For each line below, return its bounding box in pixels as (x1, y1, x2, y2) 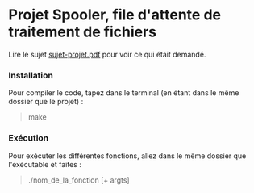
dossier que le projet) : (8, 97, 84, 107)
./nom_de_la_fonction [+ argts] (27, 175, 131, 185)
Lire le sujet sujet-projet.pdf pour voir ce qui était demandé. (8, 49, 206, 59)
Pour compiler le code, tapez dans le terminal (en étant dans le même (8, 88, 239, 98)
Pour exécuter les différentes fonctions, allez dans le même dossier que (8, 151, 247, 161)
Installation (8, 69, 54, 81)
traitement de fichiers (8, 23, 157, 41)
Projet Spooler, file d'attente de (8, 6, 222, 24)
